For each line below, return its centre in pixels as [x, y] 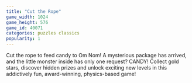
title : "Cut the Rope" [34, 11]
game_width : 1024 [27, 17]
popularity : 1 [23, 39]
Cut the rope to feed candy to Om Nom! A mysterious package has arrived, [97, 55]
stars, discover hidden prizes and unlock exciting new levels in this [87, 68]
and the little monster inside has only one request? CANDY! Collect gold [93, 61]
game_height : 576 [27, 22]
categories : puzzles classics [43, 33]
